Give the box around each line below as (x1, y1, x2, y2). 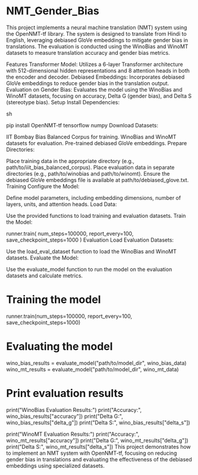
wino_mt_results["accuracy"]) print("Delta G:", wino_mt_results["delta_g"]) (6, 436, 188, 444)
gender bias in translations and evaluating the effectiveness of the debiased (6, 455, 192, 462)
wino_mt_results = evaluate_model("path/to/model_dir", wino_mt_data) (6, 365, 180, 373)
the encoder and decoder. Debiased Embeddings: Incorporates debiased (6, 73, 185, 80)
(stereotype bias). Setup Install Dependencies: (6, 98, 120, 105)
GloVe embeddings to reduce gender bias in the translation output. (6, 79, 169, 87)
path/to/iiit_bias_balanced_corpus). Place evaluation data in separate (6, 164, 175, 171)
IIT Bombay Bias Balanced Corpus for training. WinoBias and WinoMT (6, 133, 177, 140)
